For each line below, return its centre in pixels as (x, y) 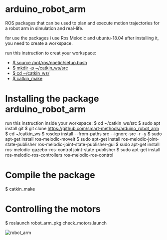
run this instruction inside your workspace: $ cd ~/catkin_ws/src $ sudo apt (83, 123)
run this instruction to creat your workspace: (51, 53)
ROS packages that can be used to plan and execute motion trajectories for (82, 23)
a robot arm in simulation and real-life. (44, 28)
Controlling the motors (53, 209)
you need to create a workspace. (39, 43)
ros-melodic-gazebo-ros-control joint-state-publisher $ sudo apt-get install (83, 149)
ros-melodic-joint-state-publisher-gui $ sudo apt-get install (98, 144)
